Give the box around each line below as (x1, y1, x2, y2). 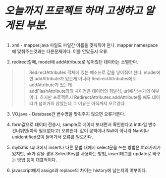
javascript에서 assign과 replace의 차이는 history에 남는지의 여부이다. (11, 167, 147, 173)
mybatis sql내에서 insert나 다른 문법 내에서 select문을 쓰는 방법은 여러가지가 (11, 144, 161, 150)
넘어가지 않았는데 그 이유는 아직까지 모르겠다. (38, 100, 126, 106)
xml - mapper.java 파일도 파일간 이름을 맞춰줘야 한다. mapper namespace (11, 42, 158, 48)
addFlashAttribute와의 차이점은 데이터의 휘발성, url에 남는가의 (29, 88, 151, 94)
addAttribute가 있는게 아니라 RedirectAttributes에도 (34, 75, 137, 81)
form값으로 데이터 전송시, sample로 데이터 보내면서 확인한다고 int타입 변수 (11, 121, 157, 127)
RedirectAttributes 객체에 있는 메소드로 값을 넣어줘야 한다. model (29, 69, 157, 75)
